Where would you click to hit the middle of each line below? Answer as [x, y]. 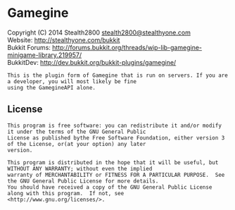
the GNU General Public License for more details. [83, 181]
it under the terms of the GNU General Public [77, 132]
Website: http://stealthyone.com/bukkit [64, 39]
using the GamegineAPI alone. [52, 87]
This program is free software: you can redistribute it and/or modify [114, 125]
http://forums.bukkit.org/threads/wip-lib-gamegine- [127, 47]
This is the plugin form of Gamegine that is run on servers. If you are [118, 75]
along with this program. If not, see [66, 193]
